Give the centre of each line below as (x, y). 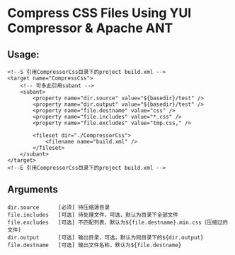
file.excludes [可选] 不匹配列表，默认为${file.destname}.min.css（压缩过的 (118, 222)
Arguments (33, 190)
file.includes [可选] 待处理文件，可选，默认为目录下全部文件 (93, 215)
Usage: (24, 54)
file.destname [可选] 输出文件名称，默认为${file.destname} (94, 245)
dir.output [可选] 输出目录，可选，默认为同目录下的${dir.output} (105, 237)
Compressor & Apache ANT (90, 28)
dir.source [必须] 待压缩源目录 (59, 207)
